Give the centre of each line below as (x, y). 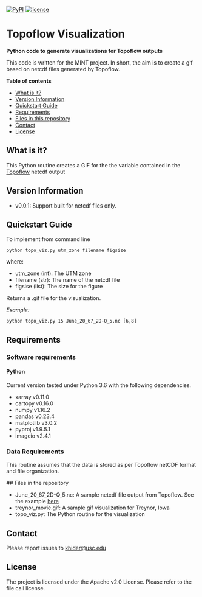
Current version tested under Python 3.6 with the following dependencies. (99, 385)
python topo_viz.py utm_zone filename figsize (66, 250)
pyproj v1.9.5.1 (32, 429)
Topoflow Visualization (66, 34)
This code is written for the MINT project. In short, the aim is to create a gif (99, 62)
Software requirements (41, 357)
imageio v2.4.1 (33, 436)
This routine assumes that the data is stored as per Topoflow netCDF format (101, 465)
